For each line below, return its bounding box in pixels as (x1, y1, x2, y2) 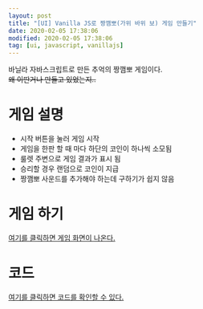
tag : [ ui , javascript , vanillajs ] (8, 42, 124, 50)
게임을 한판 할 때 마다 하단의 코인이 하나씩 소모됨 (19, 144, 173, 153)
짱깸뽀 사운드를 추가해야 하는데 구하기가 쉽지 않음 (19, 174, 175, 184)
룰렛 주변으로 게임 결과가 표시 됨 (19, 154, 121, 164)
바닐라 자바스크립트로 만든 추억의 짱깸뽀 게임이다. (8, 65, 163, 75)
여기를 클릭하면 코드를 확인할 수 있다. (8, 292, 124, 302)
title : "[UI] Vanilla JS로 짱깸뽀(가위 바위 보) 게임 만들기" (8, 19, 197, 27)
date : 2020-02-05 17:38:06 (8, 26, 99, 35)
